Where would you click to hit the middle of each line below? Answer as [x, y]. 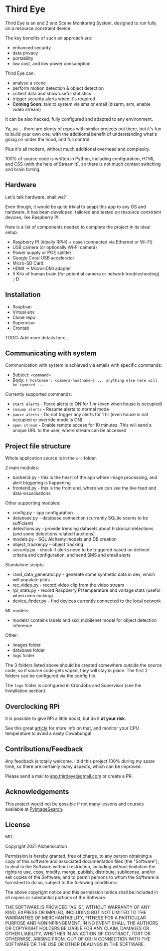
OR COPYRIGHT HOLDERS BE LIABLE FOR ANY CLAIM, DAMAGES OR [77, 929]
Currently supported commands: [39, 394]
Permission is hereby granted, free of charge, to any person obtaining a [79, 856]
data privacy [25, 53]
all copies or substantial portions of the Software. [56, 898]
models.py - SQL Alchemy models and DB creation [65, 539]
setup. [12, 232]
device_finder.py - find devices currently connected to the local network [86, 601]
